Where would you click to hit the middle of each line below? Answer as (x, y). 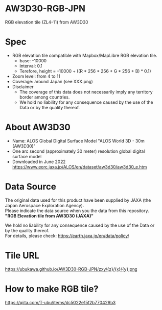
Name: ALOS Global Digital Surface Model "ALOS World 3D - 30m (78, 141)
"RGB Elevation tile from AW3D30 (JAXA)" (49, 215)
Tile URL (22, 255)
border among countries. (45, 97)
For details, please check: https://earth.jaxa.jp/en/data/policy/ (67, 236)
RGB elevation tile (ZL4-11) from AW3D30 (47, 22)
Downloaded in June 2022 (39, 162)
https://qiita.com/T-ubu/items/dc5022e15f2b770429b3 (60, 302)
